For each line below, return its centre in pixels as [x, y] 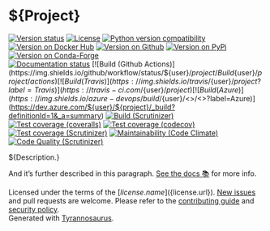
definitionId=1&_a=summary [55, 115]
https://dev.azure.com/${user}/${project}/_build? [93, 107]
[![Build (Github [118, 64]
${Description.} [34, 157]
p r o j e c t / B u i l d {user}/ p [227, 72]
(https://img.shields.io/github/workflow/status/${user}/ [100, 72]
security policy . [34, 209]
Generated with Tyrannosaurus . [61, 218]
